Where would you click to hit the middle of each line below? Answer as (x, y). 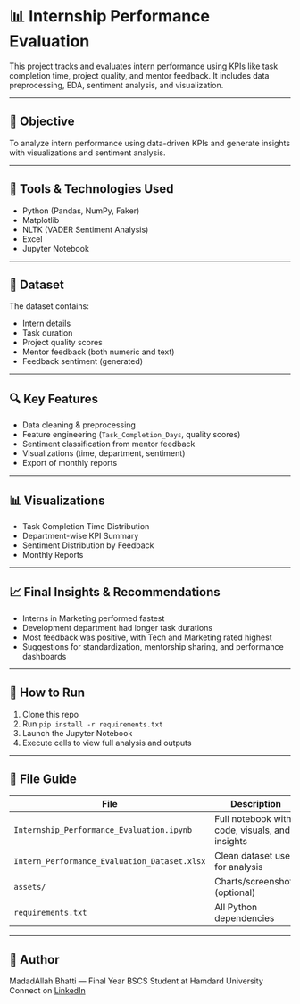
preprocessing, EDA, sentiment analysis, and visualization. (117, 85)
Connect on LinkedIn (48, 991)
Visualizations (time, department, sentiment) (104, 453)
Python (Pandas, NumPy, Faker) (81, 211)
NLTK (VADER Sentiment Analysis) (85, 229)
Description (256, 804)
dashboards (44, 656)
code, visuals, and (252, 830)
